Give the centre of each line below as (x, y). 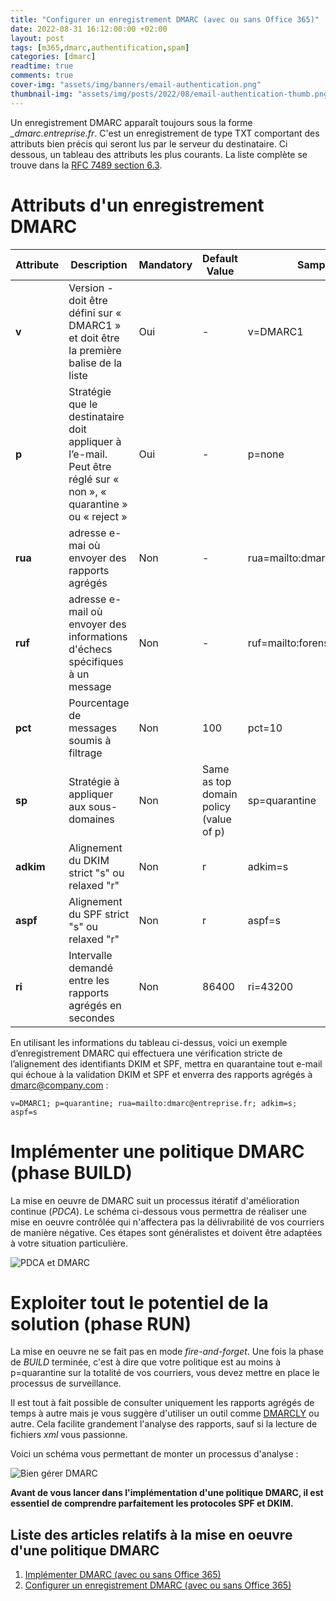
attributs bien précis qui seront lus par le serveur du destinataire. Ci (149, 143)
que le (83, 404)
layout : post (37, 38)
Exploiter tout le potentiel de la (139, 1302)
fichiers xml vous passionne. (69, 1435)
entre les (89, 980)
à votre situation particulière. (69, 1243)
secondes (91, 1018)
